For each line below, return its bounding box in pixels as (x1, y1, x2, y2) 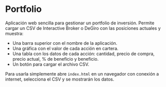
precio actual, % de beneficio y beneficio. (12, 56, 99, 62)
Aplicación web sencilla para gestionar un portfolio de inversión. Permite (5, 20, 154, 26)
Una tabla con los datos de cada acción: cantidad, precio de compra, (12, 51, 155, 57)
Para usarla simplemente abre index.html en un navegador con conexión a (5, 71, 159, 77)
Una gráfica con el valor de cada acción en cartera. (12, 45, 118, 51)
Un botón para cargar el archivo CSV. (12, 61, 89, 67)
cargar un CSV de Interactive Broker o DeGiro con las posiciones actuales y (5, 25, 161, 31)
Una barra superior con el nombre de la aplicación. (12, 40, 117, 46)
